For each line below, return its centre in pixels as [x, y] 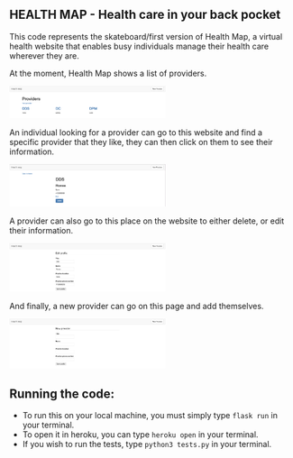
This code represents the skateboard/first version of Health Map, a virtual [146, 36]
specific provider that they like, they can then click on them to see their [141, 142]
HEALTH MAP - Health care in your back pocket [145, 15]
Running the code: [62, 394]
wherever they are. [44, 55]
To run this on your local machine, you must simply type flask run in [150, 416]
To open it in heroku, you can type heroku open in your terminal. [140, 435]
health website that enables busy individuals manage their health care [139, 46]
